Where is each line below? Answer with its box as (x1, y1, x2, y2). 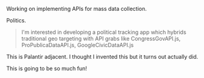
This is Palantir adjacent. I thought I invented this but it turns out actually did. (6, 53, 199, 60)
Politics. (6, 17, 26, 24)
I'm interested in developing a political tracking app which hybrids (21, 28, 187, 36)
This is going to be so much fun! (6, 65, 87, 72)
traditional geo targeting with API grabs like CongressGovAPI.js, (21, 35, 181, 42)
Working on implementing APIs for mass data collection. (6, 5, 147, 12)
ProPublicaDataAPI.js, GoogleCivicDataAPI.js (21, 42, 134, 48)
